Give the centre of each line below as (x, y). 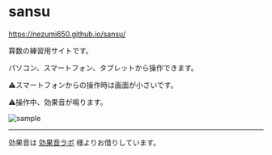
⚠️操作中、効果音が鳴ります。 (58, 102)
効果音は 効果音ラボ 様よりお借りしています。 (84, 142)
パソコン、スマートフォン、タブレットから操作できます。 (103, 68)
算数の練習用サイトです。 (51, 50)
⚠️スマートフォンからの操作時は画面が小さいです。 (93, 85)
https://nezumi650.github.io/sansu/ (67, 34)
